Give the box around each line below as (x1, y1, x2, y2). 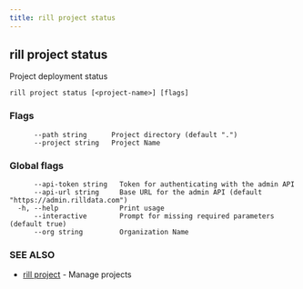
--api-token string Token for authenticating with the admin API (33, 180, 296, 189)
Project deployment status (9, 71, 108, 82)
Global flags (9, 159, 64, 172)
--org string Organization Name (33, 228, 189, 237)
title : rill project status (9, 13, 116, 23)
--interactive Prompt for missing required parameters (33, 212, 275, 221)
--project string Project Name (33, 138, 161, 147)
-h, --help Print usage (17, 204, 166, 214)
